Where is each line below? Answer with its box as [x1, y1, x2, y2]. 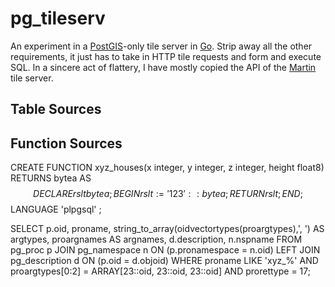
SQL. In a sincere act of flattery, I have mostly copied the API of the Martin [10, 61, 317, 73]
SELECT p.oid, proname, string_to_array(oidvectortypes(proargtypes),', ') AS [10, 223, 325, 235]
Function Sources [10, 135, 123, 152]
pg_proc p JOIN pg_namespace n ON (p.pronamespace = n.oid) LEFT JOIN [10, 244, 321, 256]
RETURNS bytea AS [10, 172, 92, 184]
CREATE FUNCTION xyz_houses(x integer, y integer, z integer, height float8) [10, 162, 325, 174]
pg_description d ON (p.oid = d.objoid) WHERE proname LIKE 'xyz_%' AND [10, 255, 319, 267]
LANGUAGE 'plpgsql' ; [10, 203, 102, 216]
